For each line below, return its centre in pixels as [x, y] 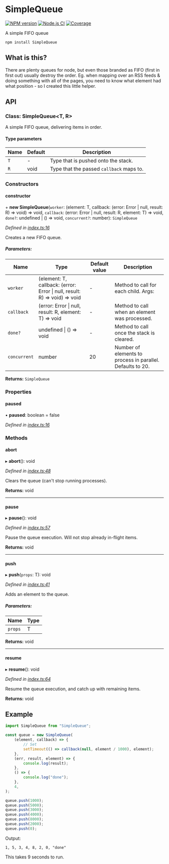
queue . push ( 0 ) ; [21, 829]
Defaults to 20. [132, 366]
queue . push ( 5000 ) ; [24, 805]
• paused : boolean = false [32, 415]
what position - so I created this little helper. [51, 86]
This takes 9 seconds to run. [35, 857]
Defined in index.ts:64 [28, 679]
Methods [16, 438]
